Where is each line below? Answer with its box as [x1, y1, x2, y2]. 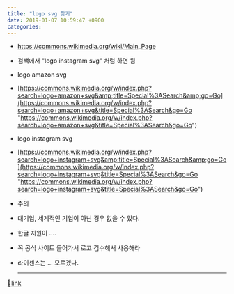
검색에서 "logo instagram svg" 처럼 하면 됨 [17, 56, 136, 65]
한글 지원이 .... [17, 229, 57, 238]
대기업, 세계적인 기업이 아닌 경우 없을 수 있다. [17, 214, 141, 223]
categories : [7, 23, 42, 30]
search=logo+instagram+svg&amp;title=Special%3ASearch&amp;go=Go [17, 155, 227, 164]
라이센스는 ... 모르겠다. [17, 258, 79, 267]
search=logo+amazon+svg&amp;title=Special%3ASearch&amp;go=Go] [17, 91, 224, 100]
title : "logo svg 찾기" [7, 10, 73, 17]
